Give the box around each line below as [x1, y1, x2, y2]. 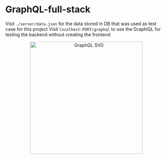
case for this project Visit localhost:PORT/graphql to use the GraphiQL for [5, 26, 161, 32]
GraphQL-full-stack [5, 4, 91, 15]
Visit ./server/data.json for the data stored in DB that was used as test [5, 21, 157, 27]
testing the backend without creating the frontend [5, 31, 110, 37]
